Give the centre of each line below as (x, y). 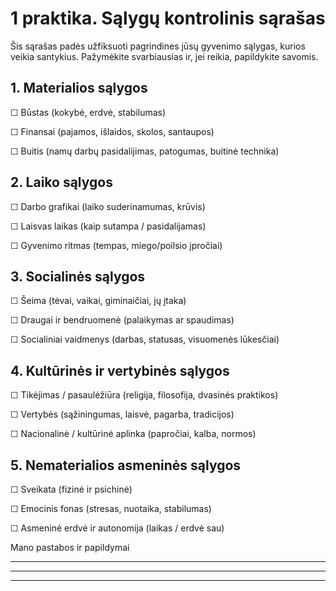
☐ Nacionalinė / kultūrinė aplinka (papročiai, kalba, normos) (133, 434)
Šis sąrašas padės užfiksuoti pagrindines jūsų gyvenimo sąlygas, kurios (158, 46)
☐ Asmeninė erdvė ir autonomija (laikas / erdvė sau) (117, 528)
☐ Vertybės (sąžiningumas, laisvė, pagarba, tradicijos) (122, 414)
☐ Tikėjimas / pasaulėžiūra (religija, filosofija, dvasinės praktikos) (144, 395)
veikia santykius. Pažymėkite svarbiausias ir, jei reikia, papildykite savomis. (164, 56)
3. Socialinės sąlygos (78, 276)
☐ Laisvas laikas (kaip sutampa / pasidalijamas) (108, 226)
